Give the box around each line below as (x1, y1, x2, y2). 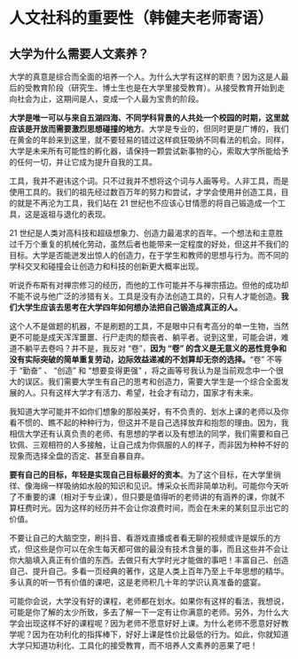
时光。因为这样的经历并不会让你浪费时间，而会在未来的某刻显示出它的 (32, 503, 289, 513)
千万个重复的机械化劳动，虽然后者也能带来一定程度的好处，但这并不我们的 (16, 239, 289, 249)
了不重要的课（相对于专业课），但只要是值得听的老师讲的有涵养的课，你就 (9, 491, 278, 502)
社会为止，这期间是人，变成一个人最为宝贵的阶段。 (16, 94, 204, 104)
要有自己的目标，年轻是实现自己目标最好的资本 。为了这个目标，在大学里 (9, 469, 273, 480)
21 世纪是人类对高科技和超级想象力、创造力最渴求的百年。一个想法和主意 (9, 228, 277, 238)
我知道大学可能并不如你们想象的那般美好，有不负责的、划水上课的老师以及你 (9, 406, 289, 417)
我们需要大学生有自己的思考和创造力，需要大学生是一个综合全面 (47, 376, 281, 387)
